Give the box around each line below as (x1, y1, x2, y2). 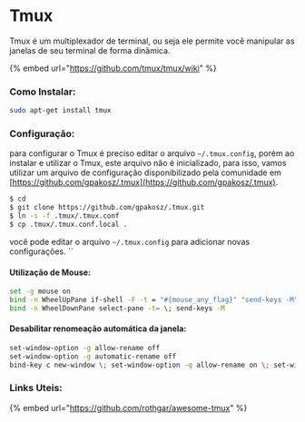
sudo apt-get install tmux (9, 106, 112, 115)
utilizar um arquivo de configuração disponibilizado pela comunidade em (9, 167, 281, 178)
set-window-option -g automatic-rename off (9, 351, 177, 361)
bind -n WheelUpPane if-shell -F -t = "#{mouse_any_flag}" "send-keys (9, 295, 282, 304)
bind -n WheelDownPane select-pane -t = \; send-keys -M (9, 303, 225, 313)
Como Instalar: (9, 85, 76, 98)
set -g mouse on (9, 287, 71, 296)
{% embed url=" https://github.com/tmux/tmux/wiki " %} (9, 63, 217, 74)
